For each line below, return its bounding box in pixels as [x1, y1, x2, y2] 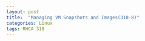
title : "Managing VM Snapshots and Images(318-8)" [6, 14, 140, 20]
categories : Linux [6, 20, 53, 26]
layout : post [6, 8, 39, 15]
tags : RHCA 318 [6, 25, 45, 32]
